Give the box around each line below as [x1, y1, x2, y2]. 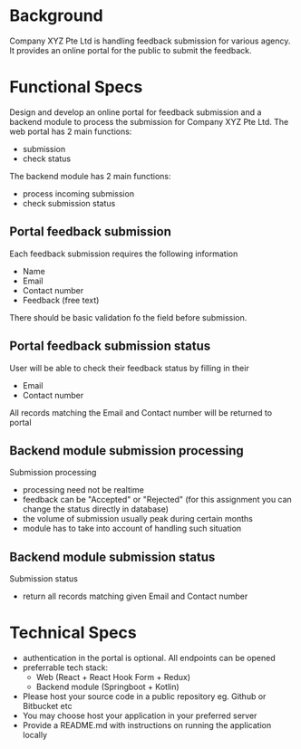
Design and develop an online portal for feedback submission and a [9, 106, 262, 118]
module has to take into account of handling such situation [22, 523, 242, 534]
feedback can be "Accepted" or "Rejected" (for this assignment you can [22, 495, 292, 505]
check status [22, 153, 72, 164]
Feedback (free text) [22, 294, 100, 305]
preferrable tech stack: [22, 662, 109, 673]
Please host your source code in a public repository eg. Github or [22, 691, 267, 702]
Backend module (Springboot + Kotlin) [35, 681, 180, 693]
